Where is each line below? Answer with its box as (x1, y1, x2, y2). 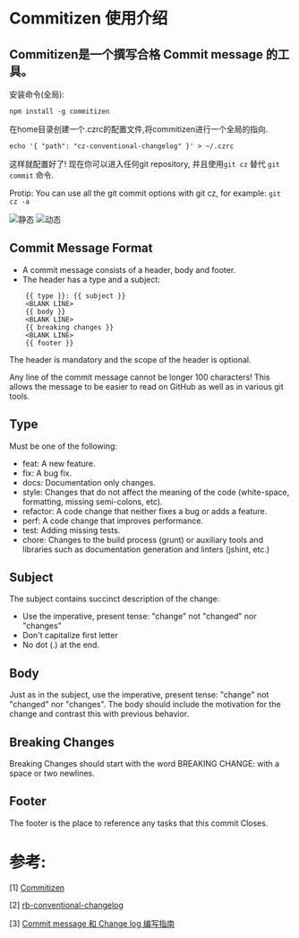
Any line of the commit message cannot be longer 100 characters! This (9, 372, 270, 382)
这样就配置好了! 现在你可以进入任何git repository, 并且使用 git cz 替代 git (9, 159, 280, 169)
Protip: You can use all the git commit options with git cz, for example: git (9, 188, 281, 198)
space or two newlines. (9, 768, 96, 779)
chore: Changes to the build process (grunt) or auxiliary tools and (21, 534, 264, 545)
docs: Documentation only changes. (21, 477, 157, 487)
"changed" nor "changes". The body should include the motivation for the (9, 699, 281, 710)
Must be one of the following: (9, 441, 118, 451)
